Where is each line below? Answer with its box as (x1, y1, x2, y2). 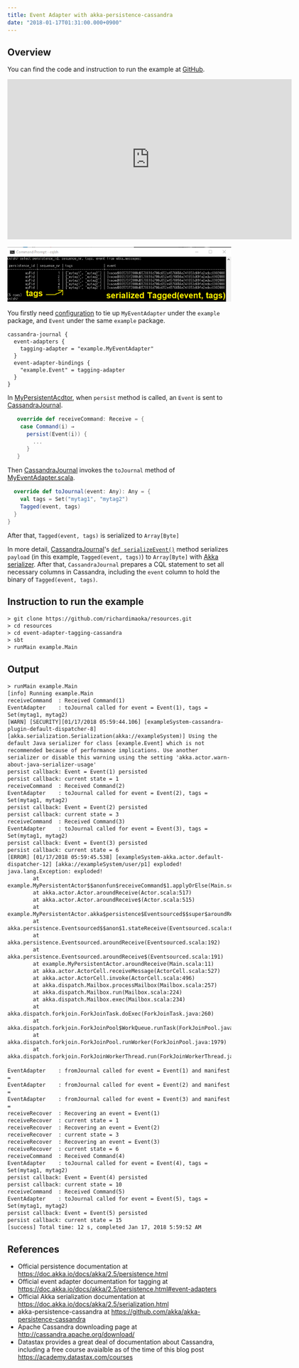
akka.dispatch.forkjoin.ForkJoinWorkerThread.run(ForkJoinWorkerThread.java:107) (7, 1053, 256, 1061)
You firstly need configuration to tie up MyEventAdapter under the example (7, 308, 220, 317)
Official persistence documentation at (17, 1262, 128, 1270)
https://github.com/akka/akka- (111, 1307, 201, 1316)
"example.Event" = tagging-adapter (20, 367, 126, 374)
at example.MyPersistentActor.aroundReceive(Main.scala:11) (33, 961, 214, 968)
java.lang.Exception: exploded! (7, 868, 103, 875)
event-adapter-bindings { (13, 359, 91, 367)
